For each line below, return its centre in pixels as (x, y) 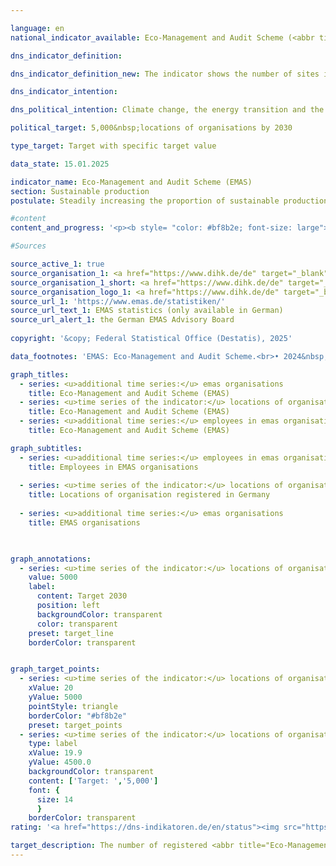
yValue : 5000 (55, 697)
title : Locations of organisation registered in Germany (149, 495)
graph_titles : (40, 374)
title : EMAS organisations (84, 522)
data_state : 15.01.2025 (60, 164)
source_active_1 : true (57, 264)
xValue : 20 (51, 688)
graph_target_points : (55, 669)
